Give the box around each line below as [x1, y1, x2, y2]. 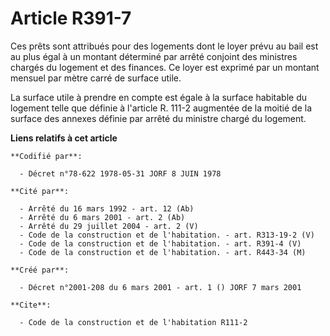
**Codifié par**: [10, 151, 83, 161]
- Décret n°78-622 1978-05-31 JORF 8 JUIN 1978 [19, 168, 222, 179]
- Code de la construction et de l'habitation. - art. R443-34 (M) [19, 247, 307, 257]
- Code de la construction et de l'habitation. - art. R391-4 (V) [19, 238, 302, 249]
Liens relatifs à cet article [10, 132, 118, 144]
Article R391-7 [10, 7, 132, 30]
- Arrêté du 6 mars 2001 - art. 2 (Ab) [19, 212, 186, 222]
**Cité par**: [10, 186, 70, 196]
